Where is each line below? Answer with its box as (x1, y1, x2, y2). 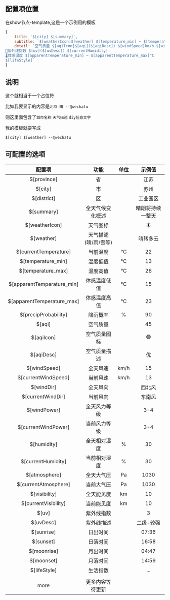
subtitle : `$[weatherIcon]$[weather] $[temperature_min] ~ (14, 39, 142, 44)
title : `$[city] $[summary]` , (14, 34, 78, 39)
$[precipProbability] (19, 311, 68, 318)
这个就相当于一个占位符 (5, 92, 54, 98)
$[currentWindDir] (22, 393, 66, 400)
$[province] (29, 176, 58, 183)
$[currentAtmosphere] (17, 481, 71, 488)
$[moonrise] (28, 548, 59, 555)
